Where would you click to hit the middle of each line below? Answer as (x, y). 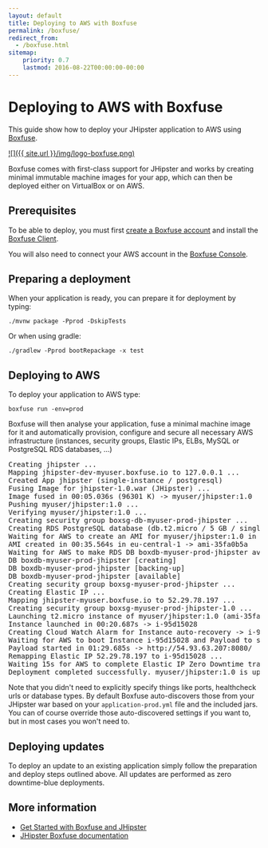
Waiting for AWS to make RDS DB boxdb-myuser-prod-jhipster (128, 553)
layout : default (35, 16)
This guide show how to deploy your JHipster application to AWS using (125, 129)
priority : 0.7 (46, 61)
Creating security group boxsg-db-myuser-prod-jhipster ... (128, 521)
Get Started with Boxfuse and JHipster (83, 826)
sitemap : (23, 53)
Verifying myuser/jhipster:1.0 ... (78, 513)
